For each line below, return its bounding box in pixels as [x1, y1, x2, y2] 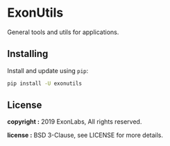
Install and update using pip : [7, 66, 89, 74]
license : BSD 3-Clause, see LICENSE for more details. [7, 131, 164, 140]
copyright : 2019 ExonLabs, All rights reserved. [7, 117, 142, 126]
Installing [7, 48, 49, 60]
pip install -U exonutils [7, 80, 82, 87]
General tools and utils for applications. [7, 28, 119, 36]
